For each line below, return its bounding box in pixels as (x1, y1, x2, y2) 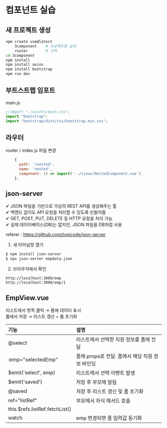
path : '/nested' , (18, 162, 55, 167)
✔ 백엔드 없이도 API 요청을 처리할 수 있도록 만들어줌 (5, 209, 106, 215)
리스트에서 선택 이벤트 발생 (76, 370, 135, 376)
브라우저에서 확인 (12, 266, 47, 272)
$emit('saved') (8, 379, 43, 385)
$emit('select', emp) (8, 369, 56, 376)
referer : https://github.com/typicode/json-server (5, 232, 106, 238)
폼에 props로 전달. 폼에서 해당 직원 (76, 353, 153, 359)
